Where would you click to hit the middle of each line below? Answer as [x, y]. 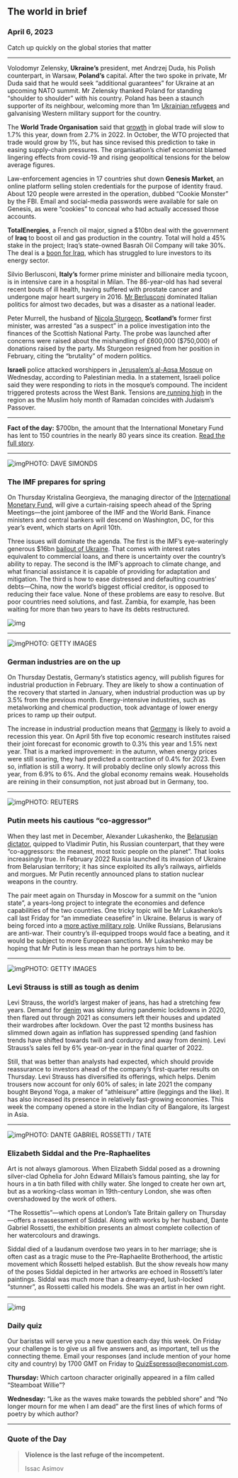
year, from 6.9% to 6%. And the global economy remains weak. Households [118, 774]
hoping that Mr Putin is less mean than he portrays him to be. [96, 948]
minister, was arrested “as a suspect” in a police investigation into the [109, 326]
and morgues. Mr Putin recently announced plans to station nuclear [106, 874]
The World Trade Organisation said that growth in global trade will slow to [116, 127]
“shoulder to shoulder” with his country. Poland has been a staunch [106, 98]
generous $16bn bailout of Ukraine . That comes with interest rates [104, 548]
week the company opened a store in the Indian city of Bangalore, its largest [119, 1107]
